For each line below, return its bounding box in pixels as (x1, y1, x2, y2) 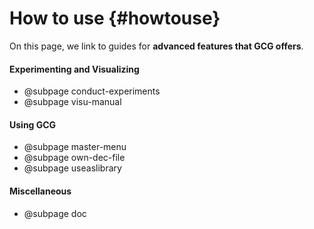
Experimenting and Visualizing (9, 63, 140, 75)
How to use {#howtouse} (9, 7, 221, 30)
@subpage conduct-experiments (23, 85, 161, 97)
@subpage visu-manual (23, 96, 122, 108)
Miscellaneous (9, 185, 72, 197)
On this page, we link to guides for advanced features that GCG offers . (9, 40, 304, 52)
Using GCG (9, 118, 57, 131)
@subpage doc (23, 207, 87, 219)
